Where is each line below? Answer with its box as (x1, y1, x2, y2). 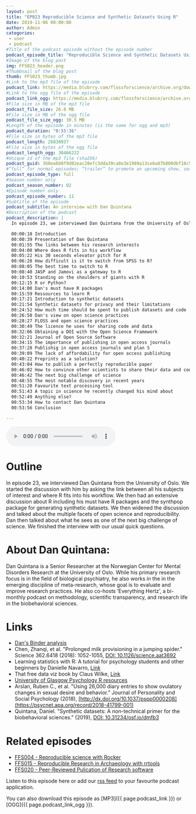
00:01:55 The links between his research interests (11, 242, 140, 248)
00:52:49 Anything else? (11, 394, 72, 400)
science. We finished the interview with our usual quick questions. (6, 522, 165, 529)
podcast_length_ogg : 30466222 (6, 150, 80, 155)
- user (8, 36, 25, 41)
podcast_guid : (6, 161, 41, 167)
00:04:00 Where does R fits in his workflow (11, 247, 121, 253)
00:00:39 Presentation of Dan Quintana (11, 236, 108, 243)
